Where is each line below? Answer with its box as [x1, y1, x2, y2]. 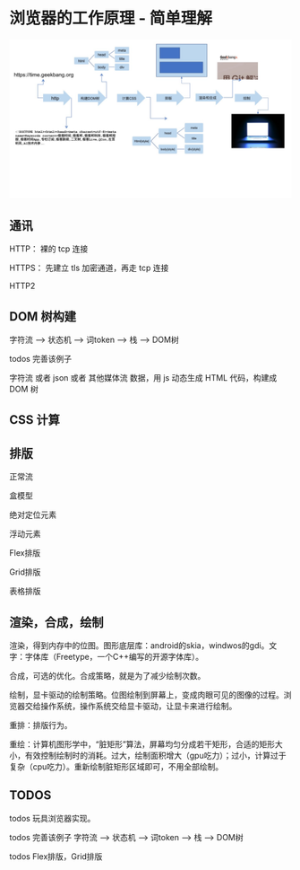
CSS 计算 [9, 412, 61, 427]
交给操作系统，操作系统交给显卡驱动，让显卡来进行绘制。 [24, 701, 237, 712]
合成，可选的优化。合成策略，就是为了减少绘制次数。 [9, 671, 206, 681]
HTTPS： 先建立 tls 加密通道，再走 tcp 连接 [9, 262, 169, 274]
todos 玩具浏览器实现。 [9, 813, 96, 823]
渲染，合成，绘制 [9, 614, 104, 629]
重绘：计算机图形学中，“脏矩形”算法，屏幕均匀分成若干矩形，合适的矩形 [9, 739, 276, 750]
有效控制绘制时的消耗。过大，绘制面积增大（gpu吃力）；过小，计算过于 [24, 751, 287, 761]
